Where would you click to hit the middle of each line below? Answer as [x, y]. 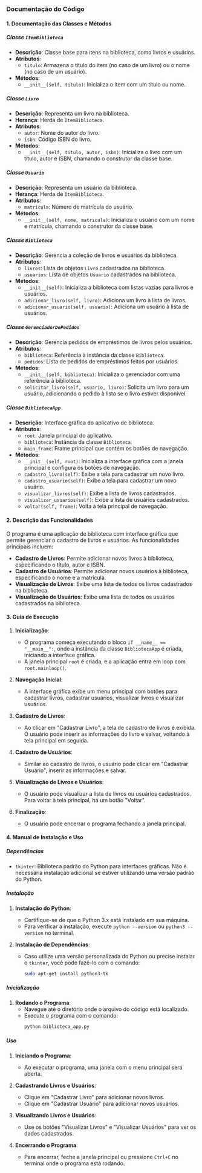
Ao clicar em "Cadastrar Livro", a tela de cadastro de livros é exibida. [110, 727]
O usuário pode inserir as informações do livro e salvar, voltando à [107, 734]
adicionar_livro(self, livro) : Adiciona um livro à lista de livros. [105, 301]
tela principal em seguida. [56, 740]
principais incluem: [30, 547]
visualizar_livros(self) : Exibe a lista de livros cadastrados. [100, 493]
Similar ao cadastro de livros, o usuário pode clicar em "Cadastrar [106, 764]
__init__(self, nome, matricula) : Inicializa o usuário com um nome [109, 220]
